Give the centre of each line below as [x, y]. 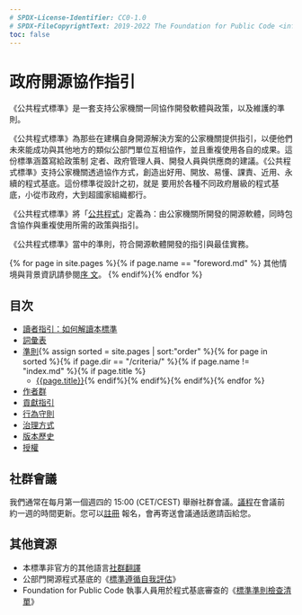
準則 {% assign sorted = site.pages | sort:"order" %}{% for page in [145, 352]
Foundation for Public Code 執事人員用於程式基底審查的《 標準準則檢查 [153, 590]
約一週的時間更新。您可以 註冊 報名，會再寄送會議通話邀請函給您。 [133, 512]
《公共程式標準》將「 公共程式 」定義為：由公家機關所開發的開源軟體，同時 [147, 214]
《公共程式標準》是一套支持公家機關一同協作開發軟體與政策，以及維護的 [143, 108]
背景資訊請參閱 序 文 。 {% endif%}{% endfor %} [114, 274]
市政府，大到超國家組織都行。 [95, 195]
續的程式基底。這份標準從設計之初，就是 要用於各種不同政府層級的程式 [140, 183]
